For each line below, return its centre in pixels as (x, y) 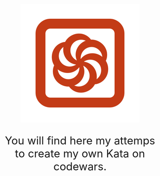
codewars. (80, 166)
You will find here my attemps (80, 140)
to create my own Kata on (80, 154)
